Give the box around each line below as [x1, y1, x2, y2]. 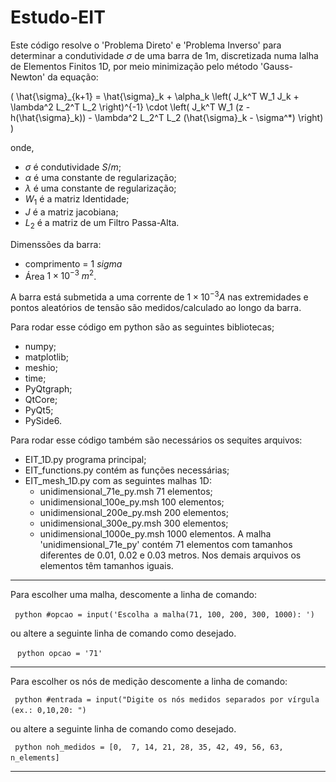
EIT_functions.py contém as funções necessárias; [24, 464, 230, 476]
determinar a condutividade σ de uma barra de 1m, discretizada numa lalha [10, 49, 319, 61]
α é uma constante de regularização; [24, 171, 177, 183]
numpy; [24, 340, 57, 352]
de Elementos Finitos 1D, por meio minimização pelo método [10, 60, 259, 72]
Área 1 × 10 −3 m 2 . [24, 268, 97, 282]
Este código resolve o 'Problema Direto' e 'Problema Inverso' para [10, 39, 282, 51]
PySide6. [24, 414, 62, 426]
